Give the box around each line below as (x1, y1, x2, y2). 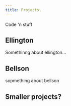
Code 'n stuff (5, 21, 33, 27)
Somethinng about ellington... (5, 49, 66, 56)
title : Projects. (5, 7, 42, 13)
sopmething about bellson (5, 78, 59, 84)
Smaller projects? (5, 92, 62, 101)
